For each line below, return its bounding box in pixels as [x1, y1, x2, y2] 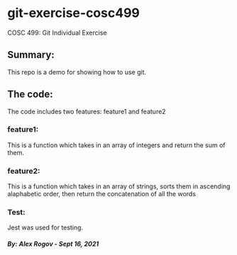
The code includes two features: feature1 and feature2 [7, 107, 166, 115]
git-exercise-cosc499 [7, 5, 140, 21]
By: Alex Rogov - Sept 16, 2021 [7, 239, 99, 249]
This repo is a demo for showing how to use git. [7, 67, 147, 76]
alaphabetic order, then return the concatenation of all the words [7, 190, 197, 198]
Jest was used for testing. [7, 223, 84, 232]
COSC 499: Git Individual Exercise [7, 28, 107, 37]
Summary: [7, 49, 55, 61]
